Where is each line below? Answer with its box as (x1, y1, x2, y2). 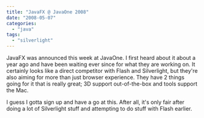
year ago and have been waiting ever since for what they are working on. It (6, 61, 195, 68)
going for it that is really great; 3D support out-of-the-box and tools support (6, 80, 198, 87)
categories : (6, 20, 37, 26)
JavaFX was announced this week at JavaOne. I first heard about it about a (6, 54, 196, 61)
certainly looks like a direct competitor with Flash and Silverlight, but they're (6, 67, 198, 74)
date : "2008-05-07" (6, 15, 56, 21)
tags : (6, 32, 20, 38)
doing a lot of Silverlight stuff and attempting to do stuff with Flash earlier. (6, 105, 192, 112)
